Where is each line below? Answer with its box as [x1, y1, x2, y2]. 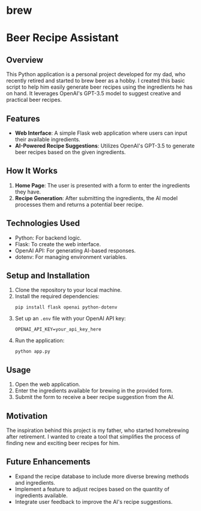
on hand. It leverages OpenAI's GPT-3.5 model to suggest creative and [6, 90, 181, 97]
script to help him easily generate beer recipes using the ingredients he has [6, 83, 193, 90]
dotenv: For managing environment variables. [14, 253, 127, 261]
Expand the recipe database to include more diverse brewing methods [14, 473, 189, 480]
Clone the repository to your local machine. [14, 286, 122, 294]
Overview [6, 55, 44, 65]
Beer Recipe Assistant [6, 31, 119, 45]
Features [6, 113, 40, 123]
